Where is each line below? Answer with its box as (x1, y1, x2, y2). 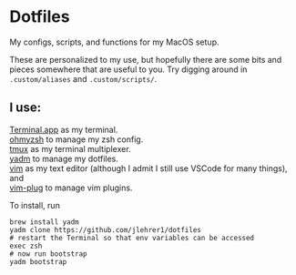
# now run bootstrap (9, 249, 88, 259)
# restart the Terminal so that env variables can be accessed (9, 233, 255, 242)
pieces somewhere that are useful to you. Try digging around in (9, 64, 248, 75)
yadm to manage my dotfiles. (9, 153, 118, 164)
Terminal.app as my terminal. (9, 124, 118, 135)
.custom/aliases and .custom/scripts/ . (9, 73, 158, 84)
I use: (9, 100, 42, 116)
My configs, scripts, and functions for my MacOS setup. (9, 36, 219, 47)
